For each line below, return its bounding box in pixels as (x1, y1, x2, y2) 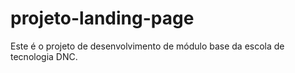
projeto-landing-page (10, 7, 195, 30)
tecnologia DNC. (10, 50, 78, 62)
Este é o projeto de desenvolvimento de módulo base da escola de (10, 40, 285, 52)
